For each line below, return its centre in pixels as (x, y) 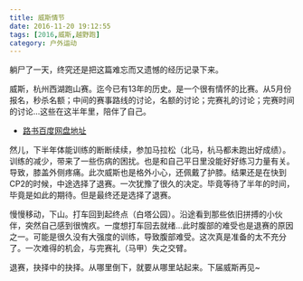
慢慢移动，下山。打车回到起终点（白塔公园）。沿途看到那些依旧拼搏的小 (142, 214)
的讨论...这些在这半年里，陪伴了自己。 (80, 112)
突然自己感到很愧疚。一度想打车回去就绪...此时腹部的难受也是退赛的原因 (159, 226)
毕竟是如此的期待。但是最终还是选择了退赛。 (93, 195)
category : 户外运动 (43, 43)
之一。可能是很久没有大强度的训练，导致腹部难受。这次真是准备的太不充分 (148, 237)
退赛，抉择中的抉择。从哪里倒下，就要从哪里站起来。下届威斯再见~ (135, 267)
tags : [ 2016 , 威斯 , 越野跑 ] (55, 34)
